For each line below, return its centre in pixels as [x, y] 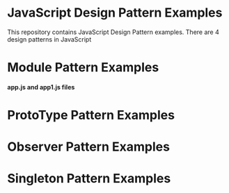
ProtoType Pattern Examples [91, 115]
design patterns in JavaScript [49, 39]
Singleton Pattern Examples [89, 179]
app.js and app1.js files [41, 87]
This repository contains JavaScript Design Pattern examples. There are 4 [113, 32]
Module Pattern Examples [83, 68]
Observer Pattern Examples [89, 147]
